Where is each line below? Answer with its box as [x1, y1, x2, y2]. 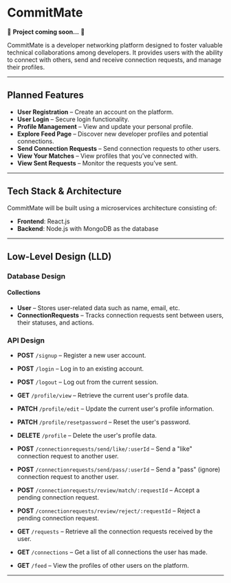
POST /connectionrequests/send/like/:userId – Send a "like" [16, 444, 192, 453]
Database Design [7, 271, 66, 280]
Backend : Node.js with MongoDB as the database [16, 224, 159, 232]
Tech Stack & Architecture [7, 185, 122, 197]
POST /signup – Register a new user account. [16, 351, 146, 360]
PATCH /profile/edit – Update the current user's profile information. [16, 405, 214, 413]
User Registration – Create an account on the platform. [16, 108, 174, 116]
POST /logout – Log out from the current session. [16, 378, 158, 387]
